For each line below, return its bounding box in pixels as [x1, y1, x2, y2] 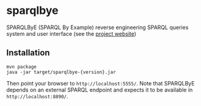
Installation [6, 48, 50, 58]
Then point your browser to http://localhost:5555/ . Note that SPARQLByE [6, 79, 195, 87]
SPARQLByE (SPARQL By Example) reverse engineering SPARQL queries [6, 24, 189, 31]
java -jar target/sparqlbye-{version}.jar [6, 69, 116, 75]
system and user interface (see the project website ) [6, 30, 136, 37]
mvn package [6, 64, 37, 70]
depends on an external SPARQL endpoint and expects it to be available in [6, 86, 193, 93]
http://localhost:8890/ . [6, 92, 68, 100]
